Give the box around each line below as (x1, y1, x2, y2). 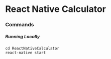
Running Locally (5, 33, 40, 39)
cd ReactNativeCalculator (5, 46, 59, 51)
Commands (5, 21, 34, 28)
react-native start (5, 51, 46, 56)
